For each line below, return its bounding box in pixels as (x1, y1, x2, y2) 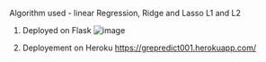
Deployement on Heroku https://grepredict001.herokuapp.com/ (22, 42, 257, 53)
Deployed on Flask (22, 25, 92, 35)
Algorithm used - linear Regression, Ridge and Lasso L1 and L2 (9, 8, 241, 18)
